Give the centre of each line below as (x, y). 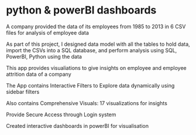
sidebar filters (23, 92)
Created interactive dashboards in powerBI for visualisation (78, 126)
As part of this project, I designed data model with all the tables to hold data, (98, 44)
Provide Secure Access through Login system (61, 114)
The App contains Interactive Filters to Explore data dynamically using (90, 85)
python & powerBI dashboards (81, 10)
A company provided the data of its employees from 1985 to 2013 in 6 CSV (96, 26)
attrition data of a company (39, 74)
